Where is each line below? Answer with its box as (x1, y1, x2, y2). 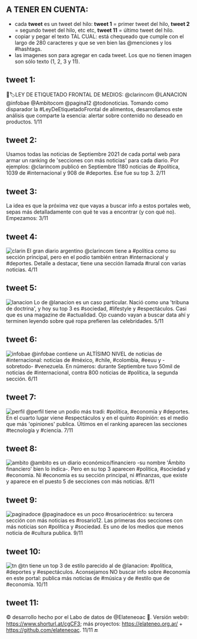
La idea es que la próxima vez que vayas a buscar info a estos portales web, (6, 202, 191, 209)
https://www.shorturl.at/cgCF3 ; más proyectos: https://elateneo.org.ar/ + (6, 620, 183, 627)
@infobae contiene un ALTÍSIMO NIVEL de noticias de (31, 350, 163, 357)
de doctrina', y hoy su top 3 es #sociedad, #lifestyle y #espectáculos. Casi (6, 305, 187, 312)
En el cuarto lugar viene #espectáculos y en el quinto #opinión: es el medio (6, 414, 188, 421)
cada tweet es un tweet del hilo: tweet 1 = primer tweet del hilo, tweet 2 (14, 20, 190, 27)
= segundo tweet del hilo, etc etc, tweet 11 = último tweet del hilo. (14, 26, 175, 34)
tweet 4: (6, 232, 38, 242)
